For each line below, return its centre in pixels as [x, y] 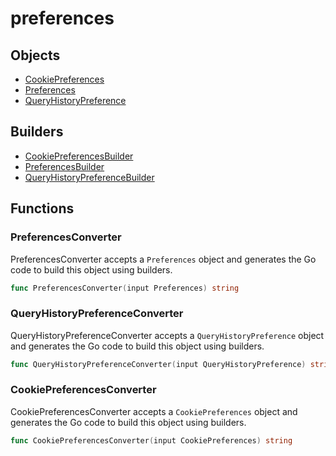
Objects [35, 55]
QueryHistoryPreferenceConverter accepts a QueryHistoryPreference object [167, 335]
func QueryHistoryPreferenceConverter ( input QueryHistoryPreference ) [158, 364]
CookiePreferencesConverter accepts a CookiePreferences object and [154, 411]
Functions [42, 208]
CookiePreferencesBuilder [79, 156]
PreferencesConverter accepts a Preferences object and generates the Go [163, 259]
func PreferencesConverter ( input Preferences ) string [125, 288]
